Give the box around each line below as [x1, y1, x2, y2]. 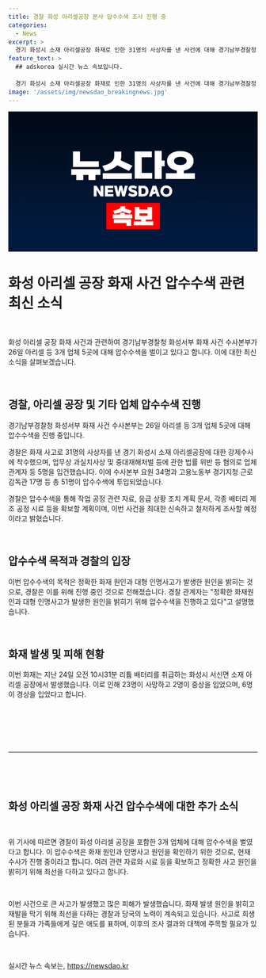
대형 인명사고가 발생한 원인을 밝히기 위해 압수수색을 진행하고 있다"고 [22, 597, 234, 606]
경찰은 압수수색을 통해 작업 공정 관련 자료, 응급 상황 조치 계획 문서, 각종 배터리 [8, 494, 249, 503]
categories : [8, 21, 47, 29]
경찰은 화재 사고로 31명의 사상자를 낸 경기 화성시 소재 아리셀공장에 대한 [8, 447, 227, 457]
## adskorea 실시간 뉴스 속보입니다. [15, 63, 123, 71]
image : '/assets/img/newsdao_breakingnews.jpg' [8, 88, 169, 96]
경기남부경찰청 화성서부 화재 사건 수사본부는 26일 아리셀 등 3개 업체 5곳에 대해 [8, 420, 251, 430]
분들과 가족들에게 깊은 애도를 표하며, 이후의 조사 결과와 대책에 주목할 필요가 [16, 919, 249, 929]
